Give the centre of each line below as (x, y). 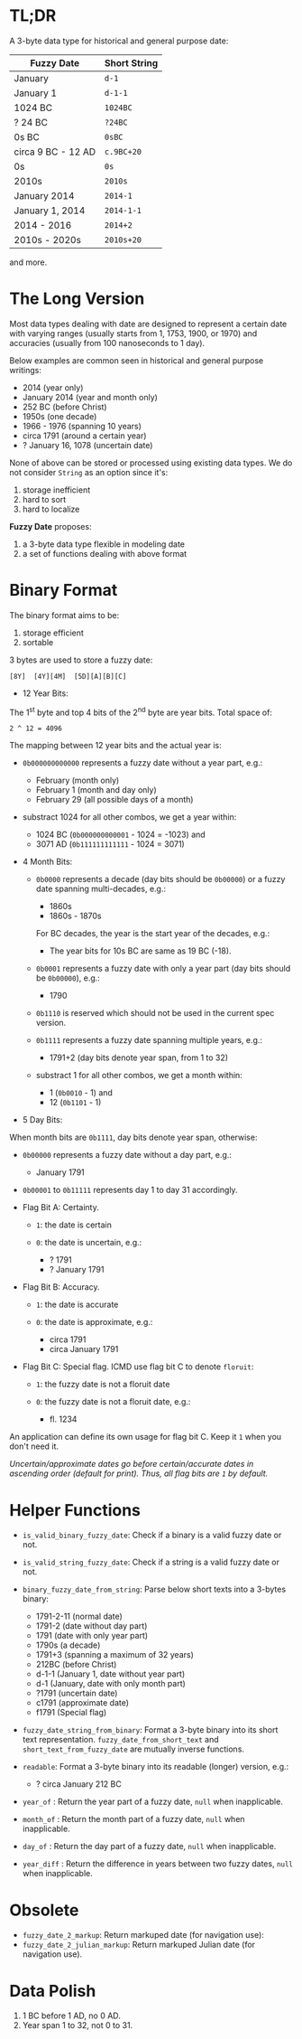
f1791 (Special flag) (71, 1713)
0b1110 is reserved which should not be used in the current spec (155, 1013)
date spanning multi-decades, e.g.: (101, 889)
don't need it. (34, 1446)
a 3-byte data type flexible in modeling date (103, 544)
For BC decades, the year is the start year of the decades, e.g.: (153, 934)
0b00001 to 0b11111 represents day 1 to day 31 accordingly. (130, 1190)
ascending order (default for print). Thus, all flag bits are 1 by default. (139, 1473)
